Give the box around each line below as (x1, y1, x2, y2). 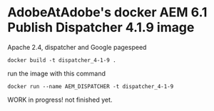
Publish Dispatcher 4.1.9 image (7, 19, 195, 36)
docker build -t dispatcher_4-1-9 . (7, 56, 116, 64)
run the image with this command (7, 69, 106, 78)
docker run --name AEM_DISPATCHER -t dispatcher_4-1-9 (7, 83, 174, 90)
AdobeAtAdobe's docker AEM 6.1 (7, 4, 208, 21)
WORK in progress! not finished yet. (7, 95, 113, 104)
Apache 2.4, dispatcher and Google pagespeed (7, 43, 147, 51)
